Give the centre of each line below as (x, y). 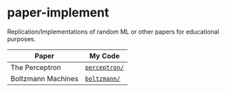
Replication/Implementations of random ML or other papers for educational (113, 32)
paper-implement (58, 13)
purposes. (22, 38)
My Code (104, 56)
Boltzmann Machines (45, 78)
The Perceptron (36, 67)
